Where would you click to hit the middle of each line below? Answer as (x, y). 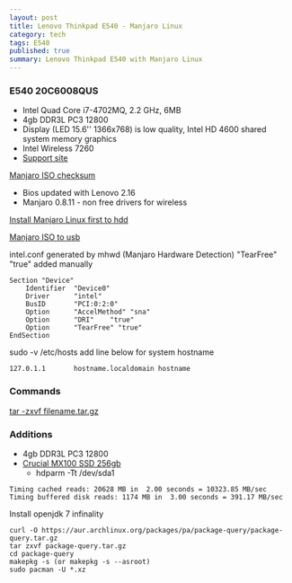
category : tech (38, 34)
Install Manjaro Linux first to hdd (69, 220)
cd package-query (42, 553)
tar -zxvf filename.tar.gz (54, 411)
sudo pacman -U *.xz (48, 570)
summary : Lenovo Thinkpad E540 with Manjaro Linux (106, 59)
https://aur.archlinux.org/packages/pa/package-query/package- (162, 530)
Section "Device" (42, 281)
